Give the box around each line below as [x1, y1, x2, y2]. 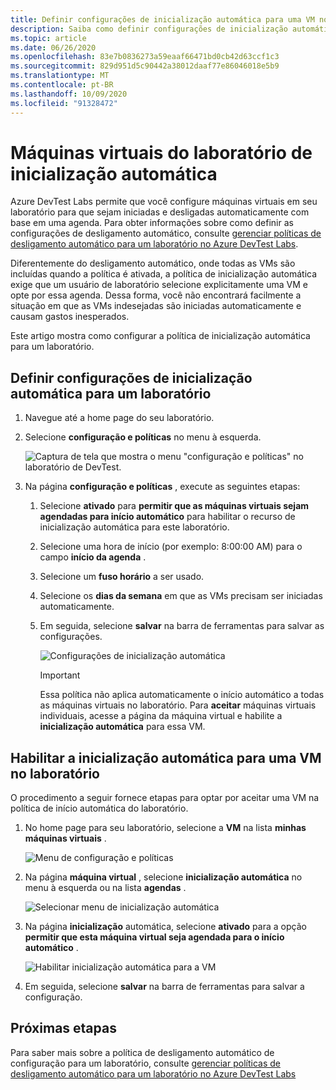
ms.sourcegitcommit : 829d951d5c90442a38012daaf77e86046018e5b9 [10, 61, 280, 71]
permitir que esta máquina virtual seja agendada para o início [24, 931, 285, 943]
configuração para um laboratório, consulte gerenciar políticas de [10, 1057, 281, 1069]
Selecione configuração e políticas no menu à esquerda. [24, 431, 262, 443]
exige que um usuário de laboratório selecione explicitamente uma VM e [10, 279, 308, 291]
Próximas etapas [10, 1020, 117, 1037]
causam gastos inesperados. [10, 311, 130, 323]
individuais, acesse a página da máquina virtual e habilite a [39, 710, 283, 722]
